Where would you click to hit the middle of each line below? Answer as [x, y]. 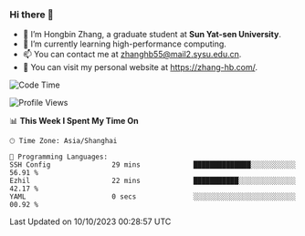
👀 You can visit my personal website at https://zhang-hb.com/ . [140, 67]
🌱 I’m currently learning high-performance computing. [124, 44]
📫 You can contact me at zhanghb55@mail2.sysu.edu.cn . [132, 55]
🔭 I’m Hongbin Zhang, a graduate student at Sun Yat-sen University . [152, 35]
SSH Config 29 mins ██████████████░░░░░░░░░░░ [153, 165]
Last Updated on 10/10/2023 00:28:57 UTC [90, 221]
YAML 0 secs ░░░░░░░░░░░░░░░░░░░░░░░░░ [153, 197]
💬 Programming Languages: [58, 157]
